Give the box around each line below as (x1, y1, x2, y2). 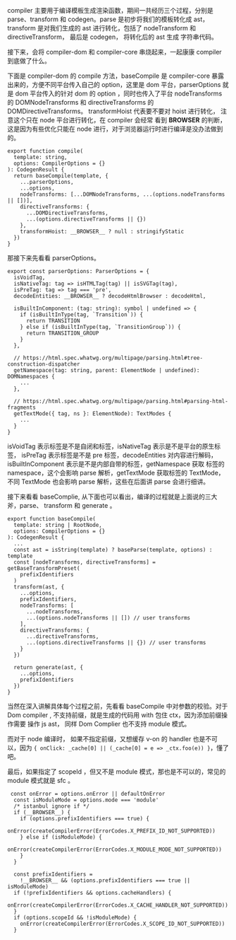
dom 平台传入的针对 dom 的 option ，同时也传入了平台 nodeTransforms (15, 89, 223, 98)
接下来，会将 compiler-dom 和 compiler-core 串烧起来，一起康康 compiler (7, 48, 222, 56)
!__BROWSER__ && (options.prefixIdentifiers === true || (20, 877, 191, 884)
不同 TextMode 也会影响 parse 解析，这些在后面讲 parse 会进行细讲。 (7, 477, 210, 486)
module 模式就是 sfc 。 (7, 777, 75, 784)
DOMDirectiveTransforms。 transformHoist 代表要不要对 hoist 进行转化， (7, 107, 220, 115)
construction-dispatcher (7, 361, 80, 368)
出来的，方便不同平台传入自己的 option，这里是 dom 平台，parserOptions (7, 81, 221, 88)
